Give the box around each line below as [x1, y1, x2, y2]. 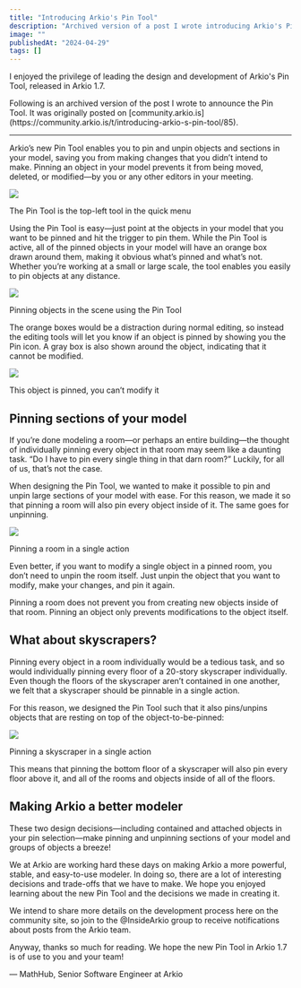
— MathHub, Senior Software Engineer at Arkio [9, 968, 184, 979]
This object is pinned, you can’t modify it [9, 385, 159, 395]
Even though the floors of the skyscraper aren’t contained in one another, [9, 675, 280, 686]
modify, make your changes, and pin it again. [9, 579, 176, 590]
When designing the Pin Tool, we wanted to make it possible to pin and [9, 481, 271, 491]
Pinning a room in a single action [9, 543, 130, 554]
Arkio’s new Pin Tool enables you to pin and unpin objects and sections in [9, 143, 280, 153]
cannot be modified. [9, 351, 84, 361]
